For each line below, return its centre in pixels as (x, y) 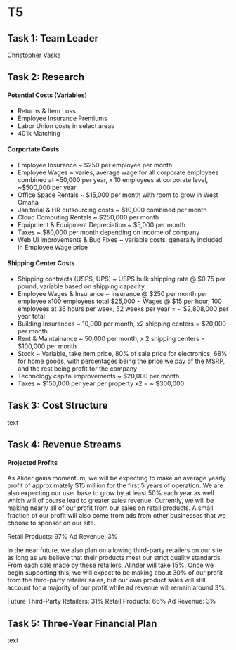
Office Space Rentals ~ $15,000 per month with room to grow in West (118, 195)
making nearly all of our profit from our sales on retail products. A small (110, 508)
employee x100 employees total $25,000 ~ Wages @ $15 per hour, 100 (120, 301)
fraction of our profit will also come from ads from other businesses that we (117, 516)
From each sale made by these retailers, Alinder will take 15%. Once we (111, 565)
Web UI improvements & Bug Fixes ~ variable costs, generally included (120, 239)
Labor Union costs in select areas (66, 126)
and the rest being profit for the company (77, 369)
